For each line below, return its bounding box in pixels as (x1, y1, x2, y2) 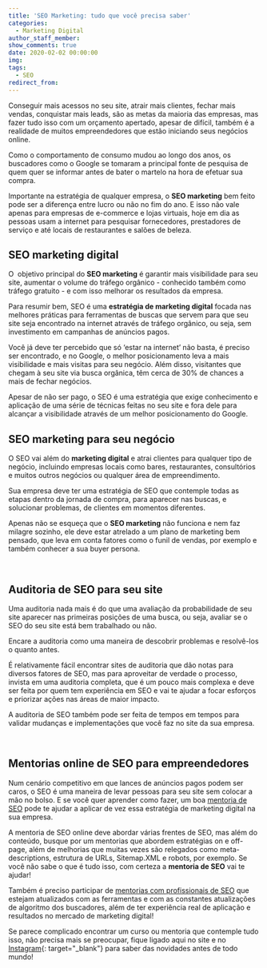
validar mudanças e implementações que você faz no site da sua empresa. (8, 718, 255, 727)
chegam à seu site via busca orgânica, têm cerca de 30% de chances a (8, 368, 244, 378)
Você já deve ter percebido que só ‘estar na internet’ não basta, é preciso (8, 343, 250, 353)
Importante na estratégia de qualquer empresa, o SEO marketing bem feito (8, 191, 256, 201)
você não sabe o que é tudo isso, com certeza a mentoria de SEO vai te (8, 861, 245, 871)
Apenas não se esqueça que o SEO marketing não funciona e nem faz (8, 519, 241, 528)
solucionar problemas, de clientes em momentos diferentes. (8, 503, 206, 512)
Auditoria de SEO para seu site (8, 583, 163, 596)
